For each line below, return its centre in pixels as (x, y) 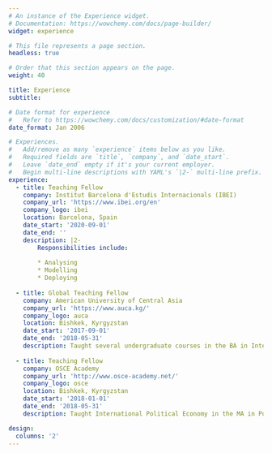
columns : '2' (38, 436)
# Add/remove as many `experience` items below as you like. (117, 150)
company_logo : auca (56, 316)
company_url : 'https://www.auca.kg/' (87, 308)
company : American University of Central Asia (103, 300)
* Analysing (58, 263)
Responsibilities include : (83, 248)
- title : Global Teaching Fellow (72, 293)
